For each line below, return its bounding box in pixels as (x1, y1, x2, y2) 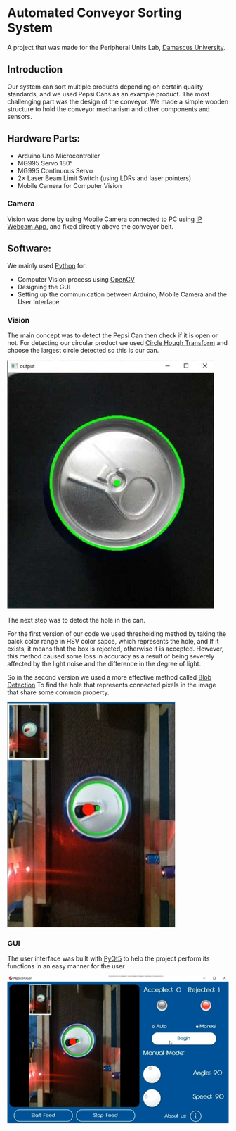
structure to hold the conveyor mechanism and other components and (7, 104, 210, 113)
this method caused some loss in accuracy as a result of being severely (7, 651, 215, 660)
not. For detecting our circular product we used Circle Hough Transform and (7, 338, 228, 346)
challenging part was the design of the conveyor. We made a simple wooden (7, 97, 229, 106)
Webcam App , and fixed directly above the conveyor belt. (7, 222, 174, 230)
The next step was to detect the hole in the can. (7, 616, 145, 624)
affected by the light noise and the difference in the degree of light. (7, 659, 202, 668)
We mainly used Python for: (7, 261, 88, 270)
